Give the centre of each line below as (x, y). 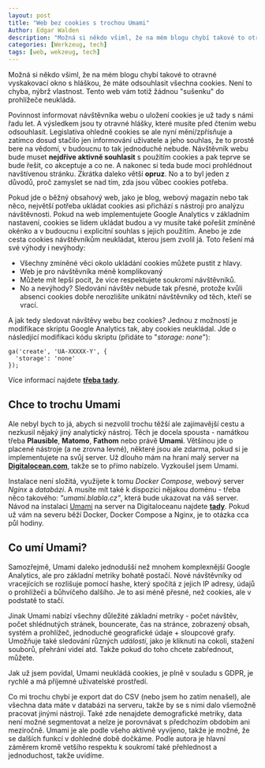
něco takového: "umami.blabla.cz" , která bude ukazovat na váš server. (123, 497)
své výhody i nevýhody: (47, 248)
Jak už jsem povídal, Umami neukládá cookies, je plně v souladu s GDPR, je (131, 672)
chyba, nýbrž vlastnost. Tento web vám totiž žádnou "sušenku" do (116, 91)
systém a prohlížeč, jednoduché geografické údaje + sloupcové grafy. (122, 632)
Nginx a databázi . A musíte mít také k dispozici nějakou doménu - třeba (124, 489)
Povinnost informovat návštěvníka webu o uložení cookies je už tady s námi (131, 115)
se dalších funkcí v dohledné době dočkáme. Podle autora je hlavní (117, 738)
